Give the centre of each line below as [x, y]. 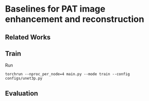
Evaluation [21, 93]
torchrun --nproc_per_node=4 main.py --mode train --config [68, 74]
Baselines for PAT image [55, 9]
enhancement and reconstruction [75, 19]
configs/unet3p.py [24, 79]
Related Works [28, 37]
